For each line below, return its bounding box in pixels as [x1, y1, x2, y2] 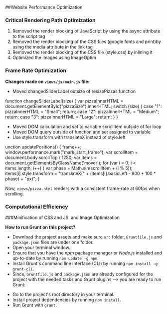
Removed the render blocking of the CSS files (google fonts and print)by [12, 38, 161, 44]
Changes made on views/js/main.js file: [5, 78, 90, 84]
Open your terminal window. [12, 244, 71, 250]
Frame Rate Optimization [5, 67, 66, 74]
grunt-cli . [12, 265, 34, 271]
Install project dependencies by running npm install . [12, 296, 121, 302]
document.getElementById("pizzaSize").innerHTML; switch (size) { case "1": [5, 103, 162, 109]
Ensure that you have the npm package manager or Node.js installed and [12, 249, 163, 255]
